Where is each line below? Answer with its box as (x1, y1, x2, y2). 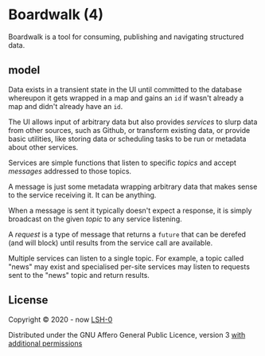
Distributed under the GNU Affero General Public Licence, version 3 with (8, 330, 246, 339)
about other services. (8, 142, 79, 152)
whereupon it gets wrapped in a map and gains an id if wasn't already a (8, 93, 244, 103)
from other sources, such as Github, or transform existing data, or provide (8, 125, 251, 135)
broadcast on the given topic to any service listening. (8, 213, 183, 224)
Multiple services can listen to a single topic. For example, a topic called (8, 253, 244, 263)
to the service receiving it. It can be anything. (8, 190, 157, 200)
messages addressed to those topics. (8, 166, 132, 176)
